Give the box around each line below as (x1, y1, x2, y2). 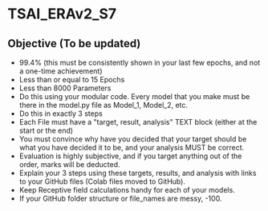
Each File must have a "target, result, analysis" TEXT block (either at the (18, 117, 258, 126)
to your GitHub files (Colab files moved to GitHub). (18, 177, 186, 186)
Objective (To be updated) (7, 37, 141, 50)
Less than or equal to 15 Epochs (18, 75, 125, 84)
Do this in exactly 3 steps (18, 109, 104, 118)
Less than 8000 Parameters (18, 83, 112, 93)
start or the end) (18, 125, 74, 135)
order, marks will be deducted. (18, 160, 120, 169)
